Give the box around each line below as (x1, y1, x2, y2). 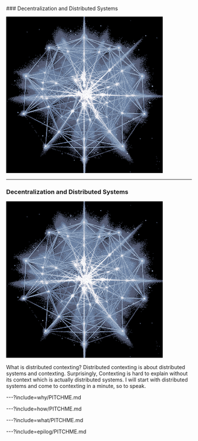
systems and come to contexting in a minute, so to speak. (6, 383, 146, 390)
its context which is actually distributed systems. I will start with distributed (6, 376, 188, 383)
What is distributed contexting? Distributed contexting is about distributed (6, 364, 186, 371)
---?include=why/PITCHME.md (6, 394, 81, 401)
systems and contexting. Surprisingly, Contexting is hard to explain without (6, 370, 188, 377)
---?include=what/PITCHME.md (6, 417, 84, 424)
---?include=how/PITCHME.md (6, 405, 82, 413)
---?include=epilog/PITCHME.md (6, 428, 87, 435)
